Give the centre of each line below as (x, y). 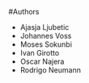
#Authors (24, 12)
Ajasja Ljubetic (44, 27)
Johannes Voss (46, 36)
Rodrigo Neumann (50, 70)
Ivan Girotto (40, 53)
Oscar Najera (42, 61)
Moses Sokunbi (46, 44)
